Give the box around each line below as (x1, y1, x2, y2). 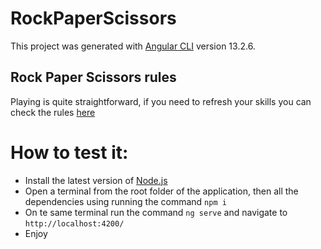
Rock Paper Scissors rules (10, 69, 177, 86)
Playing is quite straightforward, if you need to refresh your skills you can (10, 95, 312, 107)
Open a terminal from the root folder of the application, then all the (24, 185, 299, 197)
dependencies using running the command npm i (24, 195, 227, 207)
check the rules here (10, 106, 96, 118)
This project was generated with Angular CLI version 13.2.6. (10, 40, 256, 52)
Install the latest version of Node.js (24, 174, 168, 186)
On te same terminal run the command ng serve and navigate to (24, 206, 288, 218)
